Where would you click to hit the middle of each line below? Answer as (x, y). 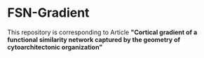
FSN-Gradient (48, 13)
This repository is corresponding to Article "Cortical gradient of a (102, 32)
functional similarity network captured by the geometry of (94, 39)
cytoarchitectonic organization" (55, 47)
